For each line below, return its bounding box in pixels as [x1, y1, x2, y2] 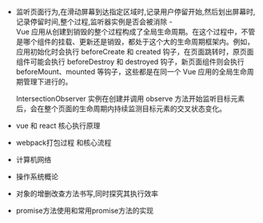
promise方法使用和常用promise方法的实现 [15, 206, 154, 215]
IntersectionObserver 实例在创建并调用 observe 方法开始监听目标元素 [15, 94, 245, 103]
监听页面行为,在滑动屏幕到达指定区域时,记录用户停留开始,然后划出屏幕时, [15, 7, 256, 16]
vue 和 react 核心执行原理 [15, 121, 101, 130]
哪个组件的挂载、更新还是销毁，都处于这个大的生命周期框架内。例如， [22, 37, 254, 46]
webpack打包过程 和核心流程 [15, 138, 112, 147]
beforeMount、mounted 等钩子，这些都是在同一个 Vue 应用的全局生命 [15, 67, 248, 76]
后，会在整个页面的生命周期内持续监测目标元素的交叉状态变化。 [15, 104, 226, 113]
